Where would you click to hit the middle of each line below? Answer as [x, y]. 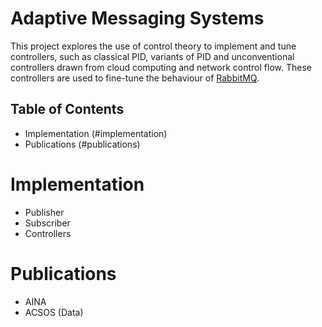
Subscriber [47, 223]
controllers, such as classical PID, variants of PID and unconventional [152, 56]
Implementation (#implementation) [96, 133]
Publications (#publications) [82, 144]
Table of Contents [67, 109]
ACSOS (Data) [54, 312]
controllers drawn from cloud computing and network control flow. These [161, 67]
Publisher [44, 212]
